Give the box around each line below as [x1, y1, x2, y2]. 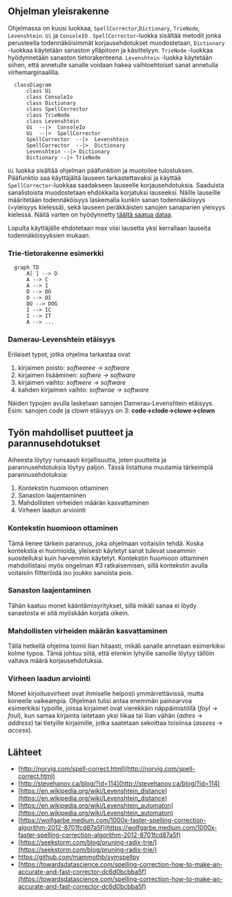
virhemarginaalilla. [8, 68, 60, 76]
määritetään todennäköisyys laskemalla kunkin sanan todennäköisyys [8, 195, 206, 203]
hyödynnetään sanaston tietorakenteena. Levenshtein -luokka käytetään [8, 53, 213, 62]
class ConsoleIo [26, 93, 73, 100]
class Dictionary [26, 100, 77, 107]
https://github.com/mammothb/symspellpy [17, 853, 140, 861]
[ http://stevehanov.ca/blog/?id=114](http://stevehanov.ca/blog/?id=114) [17, 779, 220, 788]
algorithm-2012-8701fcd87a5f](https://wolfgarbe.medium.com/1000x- [17, 824, 217, 832]
